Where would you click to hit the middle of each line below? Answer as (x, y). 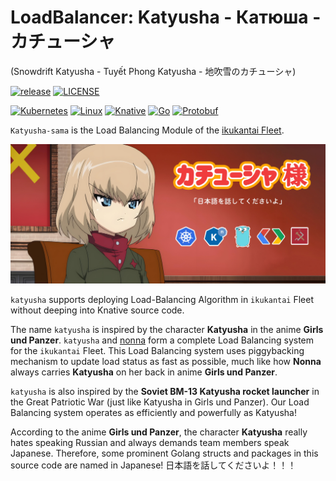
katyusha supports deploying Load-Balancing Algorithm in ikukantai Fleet (162, 299)
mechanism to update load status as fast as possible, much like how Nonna (166, 361)
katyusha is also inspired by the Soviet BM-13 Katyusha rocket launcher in (165, 391)
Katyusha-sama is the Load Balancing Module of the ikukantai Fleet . (147, 130)
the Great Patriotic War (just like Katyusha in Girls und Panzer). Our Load (160, 402)
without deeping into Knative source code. (97, 310)
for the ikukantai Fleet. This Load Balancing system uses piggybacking (157, 350)
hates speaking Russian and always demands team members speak (150, 442)
